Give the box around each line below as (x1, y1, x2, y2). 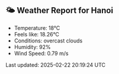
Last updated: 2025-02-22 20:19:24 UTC (5, 61, 106, 68)
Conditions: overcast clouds (14, 37, 83, 44)
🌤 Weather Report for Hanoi (5, 5, 114, 16)
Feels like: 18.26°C (14, 30, 60, 38)
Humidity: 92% (14, 43, 51, 50)
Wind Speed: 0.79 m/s (14, 50, 69, 57)
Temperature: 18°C (14, 24, 60, 32)
